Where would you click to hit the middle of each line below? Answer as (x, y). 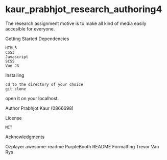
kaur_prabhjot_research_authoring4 (84, 9)
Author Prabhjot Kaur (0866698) (40, 108)
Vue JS (12, 66)
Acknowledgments (25, 137)
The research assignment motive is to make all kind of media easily (76, 23)
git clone (16, 89)
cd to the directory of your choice (44, 84)
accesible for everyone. (30, 28)
